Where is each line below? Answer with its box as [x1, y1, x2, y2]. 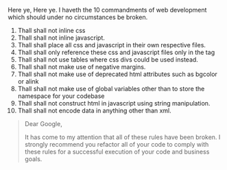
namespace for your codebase [17, 92, 105, 100]
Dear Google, [24, 120, 62, 127]
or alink [17, 77, 39, 85]
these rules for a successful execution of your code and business [24, 147, 210, 156]
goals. [24, 155, 43, 163]
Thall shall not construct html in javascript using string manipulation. [17, 99, 211, 107]
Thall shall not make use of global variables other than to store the [17, 85, 205, 93]
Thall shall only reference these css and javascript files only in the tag [17, 48, 215, 56]
